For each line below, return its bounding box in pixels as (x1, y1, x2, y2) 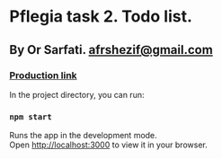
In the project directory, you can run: (9, 89, 145, 100)
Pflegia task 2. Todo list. (9, 6, 193, 27)
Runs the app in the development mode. (9, 130, 157, 141)
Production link (9, 69, 78, 82)
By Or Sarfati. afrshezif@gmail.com (9, 42, 213, 57)
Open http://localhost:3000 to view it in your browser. (9, 139, 209, 150)
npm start (9, 111, 52, 122)
